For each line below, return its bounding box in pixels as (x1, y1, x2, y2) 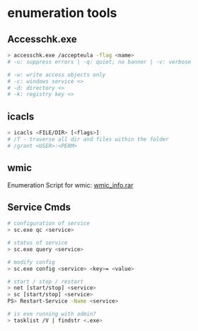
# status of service (7, 239, 69, 247)
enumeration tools (7, 5, 117, 21)
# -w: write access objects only (7, 71, 106, 79)
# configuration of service (7, 220, 91, 227)
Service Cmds (7, 201, 71, 213)
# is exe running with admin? (7, 310, 97, 318)
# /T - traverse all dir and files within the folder (7, 136, 170, 143)
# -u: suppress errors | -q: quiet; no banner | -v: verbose (7, 58, 192, 65)
